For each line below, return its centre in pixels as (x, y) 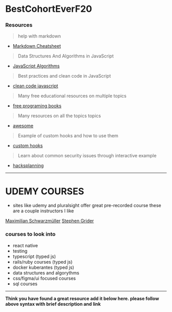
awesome (23, 126)
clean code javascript (35, 86)
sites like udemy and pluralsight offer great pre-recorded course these (87, 206)
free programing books (37, 106)
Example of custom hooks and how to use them (68, 136)
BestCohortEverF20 (49, 9)
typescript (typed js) (34, 256)
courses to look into (30, 234)
